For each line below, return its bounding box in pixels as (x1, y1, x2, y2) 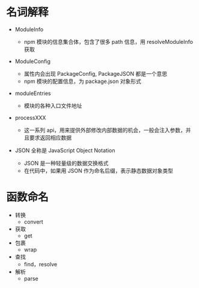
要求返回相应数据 (29, 133, 72, 141)
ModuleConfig (14, 58, 51, 65)
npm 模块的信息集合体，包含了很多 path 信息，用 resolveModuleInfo (23, 38, 194, 45)
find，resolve (23, 260, 58, 268)
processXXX (14, 114, 46, 121)
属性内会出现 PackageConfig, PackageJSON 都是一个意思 (23, 70, 167, 77)
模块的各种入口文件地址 (23, 102, 82, 109)
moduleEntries (14, 90, 51, 97)
